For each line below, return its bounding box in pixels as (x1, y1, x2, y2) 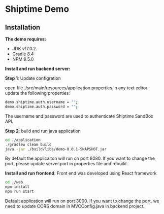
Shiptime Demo (5, 3, 69, 15)
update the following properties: (5, 90, 70, 96)
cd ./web (5, 180, 23, 185)
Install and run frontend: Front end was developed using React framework (5, 170, 157, 176)
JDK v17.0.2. (12, 46, 37, 51)
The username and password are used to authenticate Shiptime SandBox (5, 113, 154, 119)
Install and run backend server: (5, 66, 70, 71)
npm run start (5, 189, 34, 194)
